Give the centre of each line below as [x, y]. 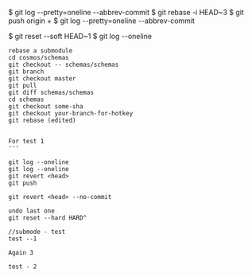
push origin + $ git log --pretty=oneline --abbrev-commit [101, 21]
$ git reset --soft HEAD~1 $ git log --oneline [80, 36]
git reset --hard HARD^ [48, 218]
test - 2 [23, 267]
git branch [26, 72]
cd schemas [26, 99]
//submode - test [37, 232]
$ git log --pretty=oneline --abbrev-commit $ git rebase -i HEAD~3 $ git [126, 12]
